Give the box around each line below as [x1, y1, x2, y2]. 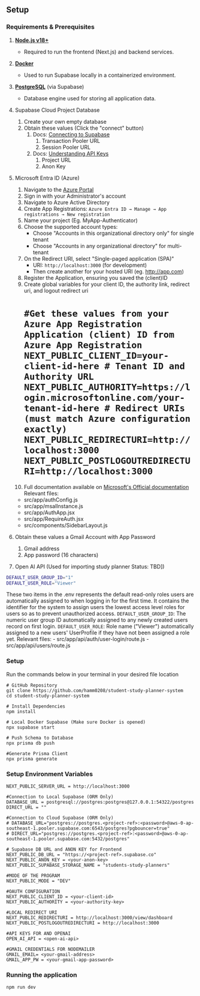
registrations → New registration [23, 211, 110, 217]
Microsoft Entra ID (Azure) [14, 174, 80, 181]
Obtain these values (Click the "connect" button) [23, 124, 144, 132]
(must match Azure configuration [23, 413, 190, 424]
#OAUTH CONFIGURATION [6, 888, 60, 894]
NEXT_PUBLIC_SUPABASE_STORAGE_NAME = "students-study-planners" [6, 862, 170, 868]
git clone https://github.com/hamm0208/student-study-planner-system [6, 687, 184, 693]
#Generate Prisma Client [6, 750, 68, 756]
